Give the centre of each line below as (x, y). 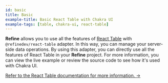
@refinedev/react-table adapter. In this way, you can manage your (76, 44)
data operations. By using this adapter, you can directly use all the (85, 49)
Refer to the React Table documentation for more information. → (73, 76)
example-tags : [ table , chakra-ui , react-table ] (57, 24)
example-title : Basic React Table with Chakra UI (59, 19)
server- (155, 44)
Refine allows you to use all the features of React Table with (69, 39)
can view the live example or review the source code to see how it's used (83, 60)
